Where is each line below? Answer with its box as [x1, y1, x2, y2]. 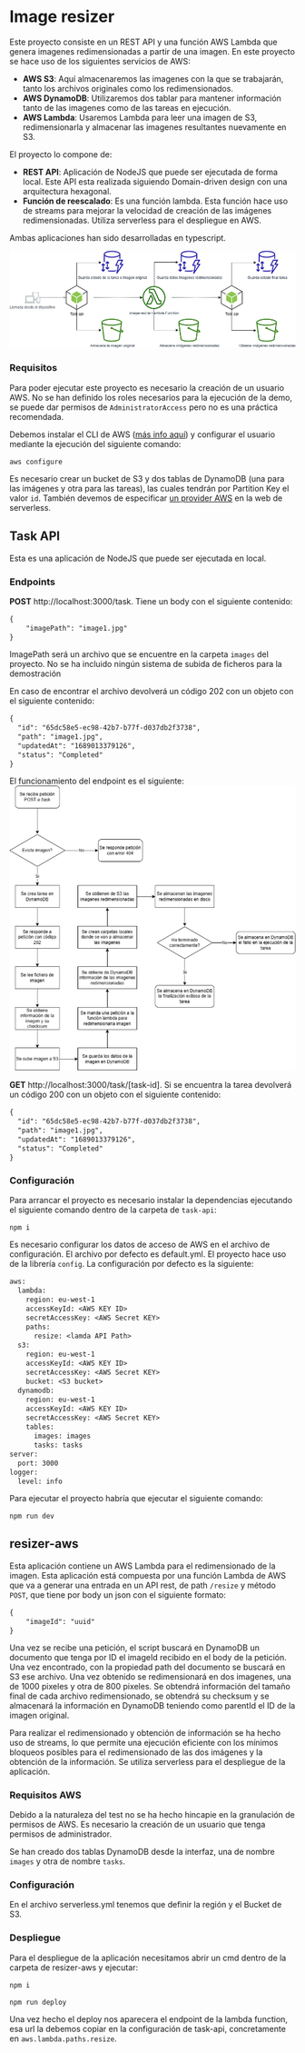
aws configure [9, 457, 64, 466]
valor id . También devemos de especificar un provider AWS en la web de [9, 493, 283, 503]
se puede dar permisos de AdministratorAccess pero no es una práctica [9, 402, 279, 413]
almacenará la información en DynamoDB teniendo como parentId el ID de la [9, 1699, 296, 1710]
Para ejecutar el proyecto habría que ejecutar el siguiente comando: [9, 1492, 263, 1503]
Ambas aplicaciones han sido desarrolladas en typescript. [9, 232, 227, 243]
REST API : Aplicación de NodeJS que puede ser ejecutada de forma [22, 166, 279, 177]
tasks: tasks [33, 1440, 84, 1450]
